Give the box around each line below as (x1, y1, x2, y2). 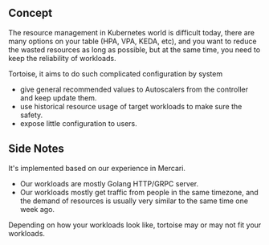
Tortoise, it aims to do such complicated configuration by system (8, 68, 223, 79)
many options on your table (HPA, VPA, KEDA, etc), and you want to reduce (8, 36, 257, 46)
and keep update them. (19, 92, 97, 103)
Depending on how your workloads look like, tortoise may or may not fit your (8, 220, 262, 230)
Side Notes (8, 142, 64, 156)
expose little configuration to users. (19, 118, 138, 128)
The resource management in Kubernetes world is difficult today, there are (8, 27, 255, 37)
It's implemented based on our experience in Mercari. (8, 163, 186, 173)
